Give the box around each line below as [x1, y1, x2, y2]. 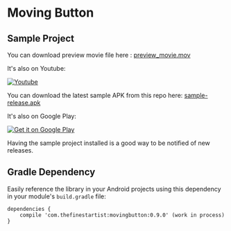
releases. [7, 146, 33, 154]
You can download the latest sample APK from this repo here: [7, 92, 183, 99]
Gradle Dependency [7, 166, 96, 178]
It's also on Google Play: [7, 112, 76, 120]
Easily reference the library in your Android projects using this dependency [7, 185, 221, 193]
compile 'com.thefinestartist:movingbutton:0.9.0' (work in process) [19, 212, 225, 219]
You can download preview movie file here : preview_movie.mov [7, 51, 191, 59]
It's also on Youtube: [7, 65, 66, 72]
